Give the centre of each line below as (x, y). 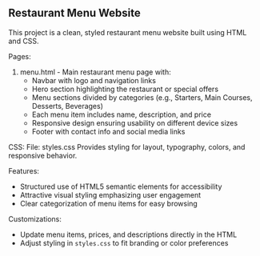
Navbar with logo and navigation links (94, 80)
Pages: (20, 56)
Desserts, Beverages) (68, 106)
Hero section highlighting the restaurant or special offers (125, 89)
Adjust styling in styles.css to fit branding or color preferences (124, 242)
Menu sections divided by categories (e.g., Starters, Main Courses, (142, 97)
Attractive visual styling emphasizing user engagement (110, 194)
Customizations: (35, 218)
